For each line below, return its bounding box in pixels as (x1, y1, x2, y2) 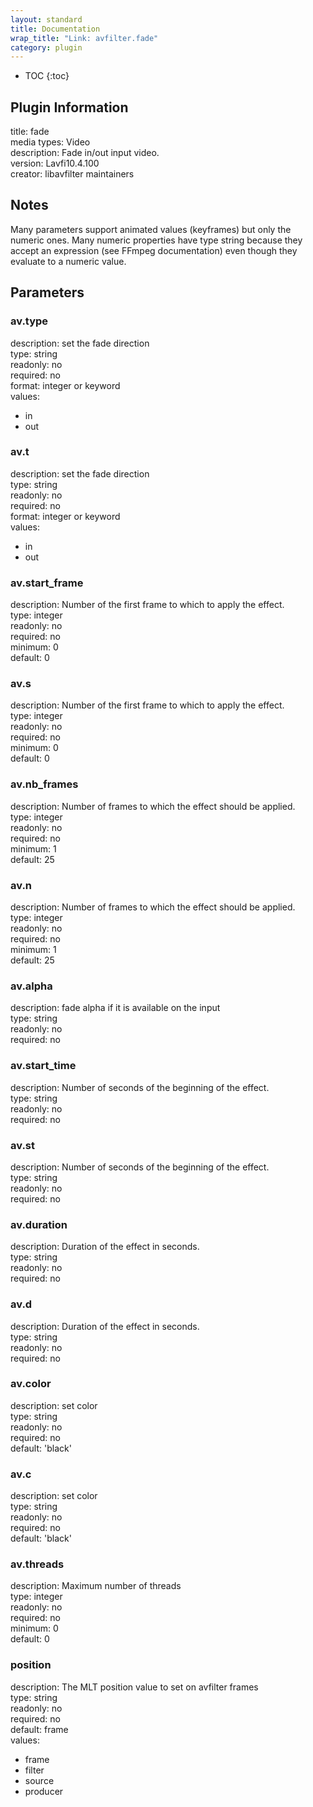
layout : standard (10, 14, 83, 25)
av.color (10, 1377, 52, 1391)
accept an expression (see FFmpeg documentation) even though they (10, 244, 298, 256)
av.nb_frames (10, 777, 79, 791)
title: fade (10, 126, 50, 138)
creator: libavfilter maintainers (10, 168, 135, 180)
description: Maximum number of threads (10, 1580, 182, 1592)
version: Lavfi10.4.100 (10, 157, 100, 170)
